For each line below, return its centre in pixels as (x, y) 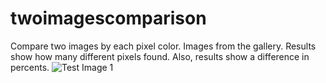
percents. (30, 67)
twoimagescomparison (108, 18)
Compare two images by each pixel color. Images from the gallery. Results (163, 46)
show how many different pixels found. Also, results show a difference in (160, 56)
